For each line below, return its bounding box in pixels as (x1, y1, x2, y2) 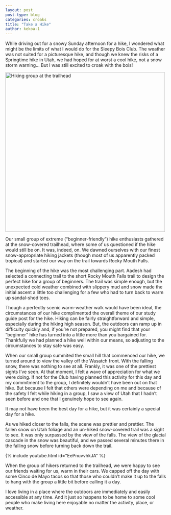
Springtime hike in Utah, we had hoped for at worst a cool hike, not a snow (5, 57, 162, 63)
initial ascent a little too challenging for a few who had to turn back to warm (5, 289, 164, 296)
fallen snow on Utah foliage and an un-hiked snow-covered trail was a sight (5, 427, 164, 433)
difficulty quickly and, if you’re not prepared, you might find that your (5, 326, 151, 332)
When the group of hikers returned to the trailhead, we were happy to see (5, 462, 160, 469)
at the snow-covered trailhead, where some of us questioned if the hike (5, 241, 156, 248)
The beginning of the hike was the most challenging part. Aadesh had (5, 267, 152, 274)
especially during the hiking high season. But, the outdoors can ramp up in (5, 321, 162, 327)
